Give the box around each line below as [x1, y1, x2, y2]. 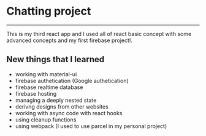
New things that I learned [6, 54, 105, 65]
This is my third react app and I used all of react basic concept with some [6, 30, 192, 37]
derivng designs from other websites [15, 102, 109, 110]
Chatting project [6, 4, 91, 18]
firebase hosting [15, 90, 57, 97]
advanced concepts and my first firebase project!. [6, 37, 133, 44]
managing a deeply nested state [15, 96, 97, 104]
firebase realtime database [15, 84, 83, 91]
